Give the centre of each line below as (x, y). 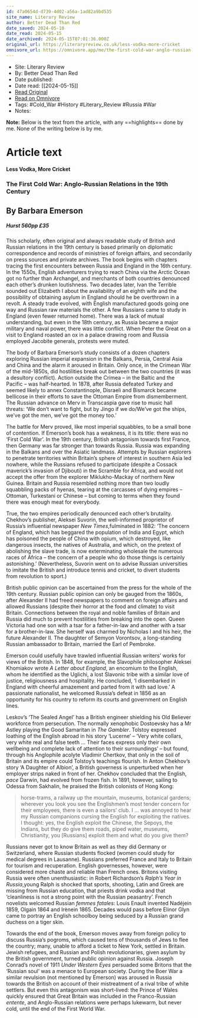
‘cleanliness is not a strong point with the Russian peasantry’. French (89, 897)
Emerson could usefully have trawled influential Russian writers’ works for (96, 655)
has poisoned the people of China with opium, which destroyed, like (88, 539)
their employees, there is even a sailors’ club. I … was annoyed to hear (106, 810)
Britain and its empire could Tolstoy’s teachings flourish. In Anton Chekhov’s (98, 761)
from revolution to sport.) (37, 576)
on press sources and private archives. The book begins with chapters (92, 259)
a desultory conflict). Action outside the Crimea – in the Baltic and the (90, 377)
